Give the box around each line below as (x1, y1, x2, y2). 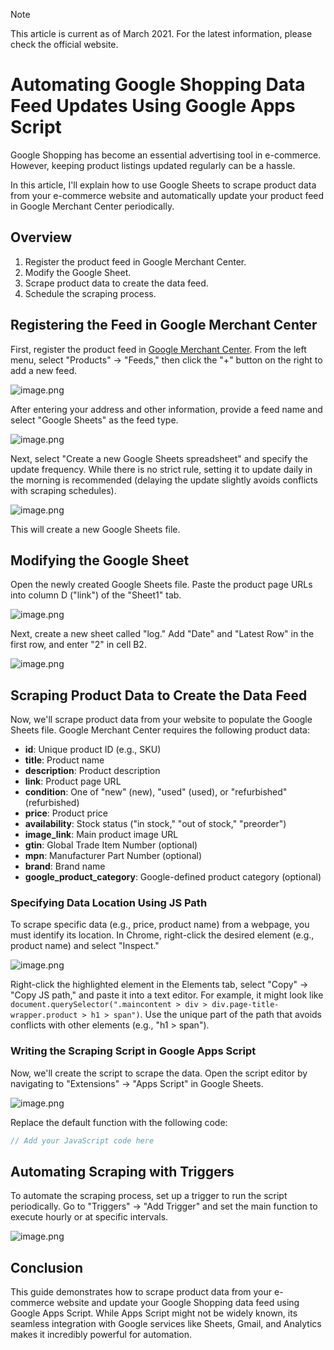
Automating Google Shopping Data (10, 74, 306, 96)
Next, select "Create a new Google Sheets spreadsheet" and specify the (10, 452, 308, 464)
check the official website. (10, 39, 119, 50)
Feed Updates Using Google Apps (10, 95, 296, 118)
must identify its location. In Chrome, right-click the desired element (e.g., (10, 929, 315, 941)
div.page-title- (211, 1000, 280, 1010)
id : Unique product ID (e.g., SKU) (24, 744, 162, 756)
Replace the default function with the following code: (10, 1116, 228, 1128)
